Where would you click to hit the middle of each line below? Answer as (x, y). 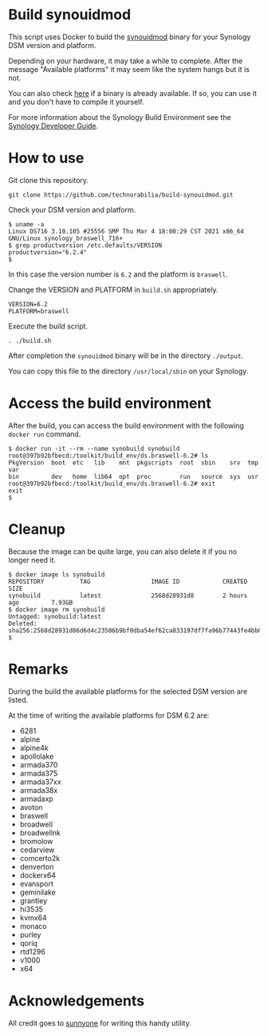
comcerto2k (40, 858)
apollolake (37, 756)
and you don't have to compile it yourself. (77, 102)
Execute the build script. (48, 326)
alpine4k (34, 747)
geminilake (37, 892)
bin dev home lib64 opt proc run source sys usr (134, 476)
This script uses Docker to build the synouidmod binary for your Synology (130, 37)
